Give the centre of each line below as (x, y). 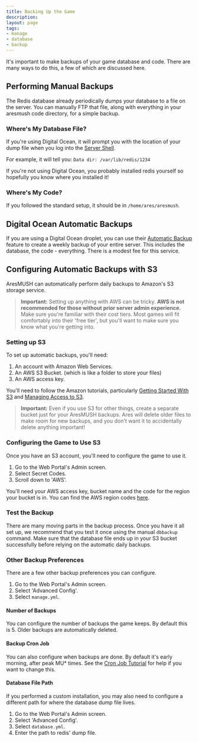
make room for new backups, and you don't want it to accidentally (101, 421)
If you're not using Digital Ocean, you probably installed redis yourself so (95, 171)
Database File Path (30, 683)
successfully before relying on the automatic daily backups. (79, 544)
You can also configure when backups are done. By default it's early (89, 657)
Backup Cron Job (28, 643)
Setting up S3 (26, 342)
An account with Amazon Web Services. (64, 367)
